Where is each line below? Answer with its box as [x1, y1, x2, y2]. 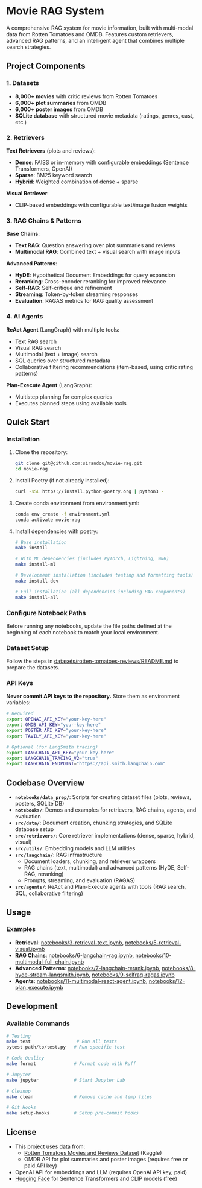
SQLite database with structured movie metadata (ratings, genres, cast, [14, 112, 194, 119]
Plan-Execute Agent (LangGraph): [6, 381, 92, 388]
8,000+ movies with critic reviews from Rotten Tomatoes [14, 92, 158, 100]
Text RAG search [14, 338, 57, 345]
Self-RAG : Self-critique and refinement [14, 285, 113, 292]
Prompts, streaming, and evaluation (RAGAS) [24, 877, 136, 884]
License [6, 1126, 37, 1137]
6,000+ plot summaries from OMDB [14, 99, 107, 106]
